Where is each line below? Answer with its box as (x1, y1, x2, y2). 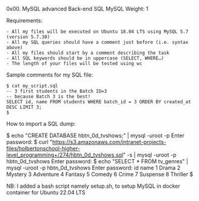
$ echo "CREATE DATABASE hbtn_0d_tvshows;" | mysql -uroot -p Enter (6, 132, 185, 139)
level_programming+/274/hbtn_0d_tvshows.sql (6, 151, 123, 158)
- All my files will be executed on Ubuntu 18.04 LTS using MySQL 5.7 (6, 29, 189, 35)
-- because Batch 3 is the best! (6, 94, 91, 100)
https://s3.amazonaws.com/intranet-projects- (52, 138, 167, 145)
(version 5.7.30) (6, 34, 50, 40)
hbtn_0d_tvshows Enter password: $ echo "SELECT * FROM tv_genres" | (6, 158, 188, 165)
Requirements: (6, 17, 42, 24)
